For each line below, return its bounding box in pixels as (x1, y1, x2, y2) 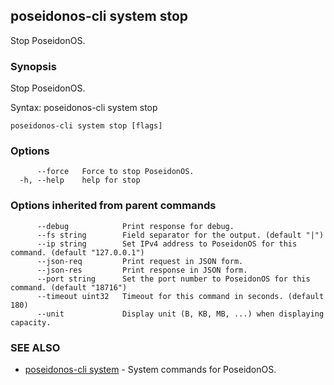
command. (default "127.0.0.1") (10, 247, 145, 258)
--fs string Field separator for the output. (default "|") (36, 230, 325, 240)
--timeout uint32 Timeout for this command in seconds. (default (36, 291, 325, 301)
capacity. (10, 317, 52, 328)
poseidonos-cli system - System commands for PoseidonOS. (24, 364, 277, 375)
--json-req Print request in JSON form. (36, 256, 244, 266)
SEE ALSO (10, 340, 61, 354)
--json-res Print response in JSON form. (36, 265, 248, 275)
